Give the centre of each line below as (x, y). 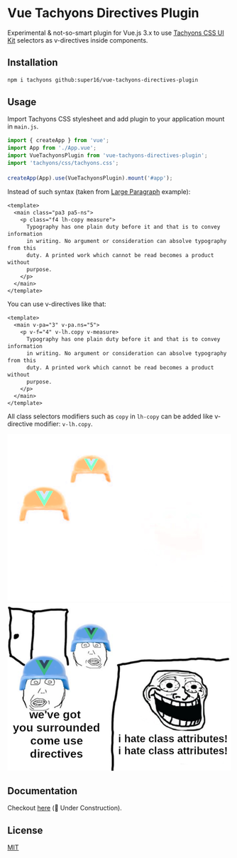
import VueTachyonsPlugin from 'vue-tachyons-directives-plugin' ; (108, 156)
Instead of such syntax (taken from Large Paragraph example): (99, 191)
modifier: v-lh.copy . (64, 423)
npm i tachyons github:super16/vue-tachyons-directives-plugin (103, 80)
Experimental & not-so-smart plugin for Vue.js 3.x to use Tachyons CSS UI (116, 33)
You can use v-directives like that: (57, 304)
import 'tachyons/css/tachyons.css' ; (63, 163)
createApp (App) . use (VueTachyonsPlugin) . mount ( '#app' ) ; (90, 178)
